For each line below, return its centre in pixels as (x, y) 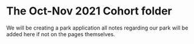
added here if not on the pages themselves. (61, 34)
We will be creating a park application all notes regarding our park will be (97, 28)
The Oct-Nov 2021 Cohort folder (89, 11)
